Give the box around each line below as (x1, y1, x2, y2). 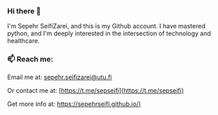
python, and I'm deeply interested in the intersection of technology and (7, 29, 211, 37)
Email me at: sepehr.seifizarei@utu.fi (7, 73, 113, 81)
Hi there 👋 (7, 6, 42, 16)
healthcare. (7, 37, 40, 45)
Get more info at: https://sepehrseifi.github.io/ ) (7, 100, 141, 108)
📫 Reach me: (7, 55, 54, 64)
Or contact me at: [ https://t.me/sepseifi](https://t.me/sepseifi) (7, 86, 185, 94)
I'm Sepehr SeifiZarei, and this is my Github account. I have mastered (7, 22, 205, 30)
